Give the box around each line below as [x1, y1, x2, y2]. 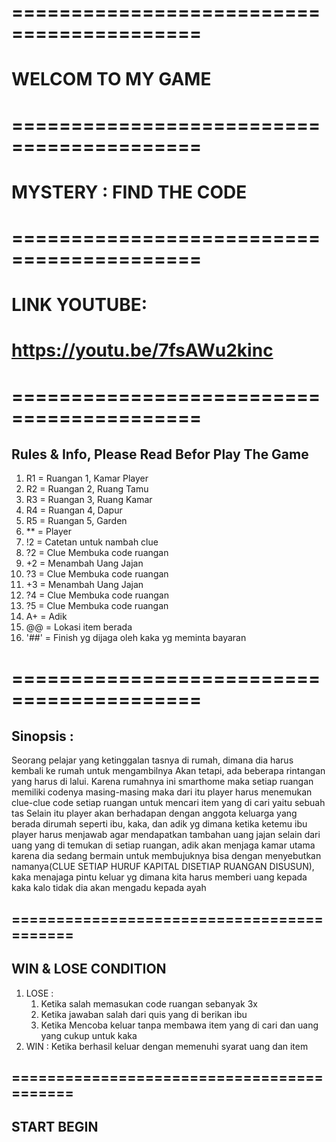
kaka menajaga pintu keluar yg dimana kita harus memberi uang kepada [11, 871, 308, 883]
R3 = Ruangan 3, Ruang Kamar [25, 494, 153, 506]
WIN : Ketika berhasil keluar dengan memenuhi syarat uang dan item [25, 1040, 309, 1052]
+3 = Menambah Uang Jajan [25, 579, 144, 591]
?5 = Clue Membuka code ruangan [25, 600, 169, 612]
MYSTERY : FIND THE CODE [11, 181, 248, 203]
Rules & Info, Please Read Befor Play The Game [11, 446, 309, 463]
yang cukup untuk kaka [40, 1029, 138, 1041]
